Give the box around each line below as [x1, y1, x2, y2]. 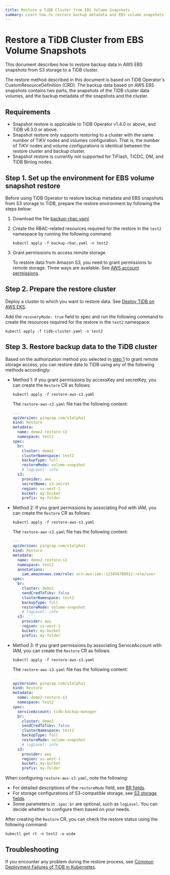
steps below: [5, 206, 32, 212]
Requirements [5, 108, 51, 116]
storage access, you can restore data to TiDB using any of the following [5, 361, 154, 367]
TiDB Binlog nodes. [12, 159, 53, 165]
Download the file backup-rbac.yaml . [12, 216, 91, 222]
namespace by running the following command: [12, 231, 112, 237]
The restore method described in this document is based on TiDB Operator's [5, 77, 165, 83]
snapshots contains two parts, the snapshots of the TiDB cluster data [5, 87, 150, 94]
